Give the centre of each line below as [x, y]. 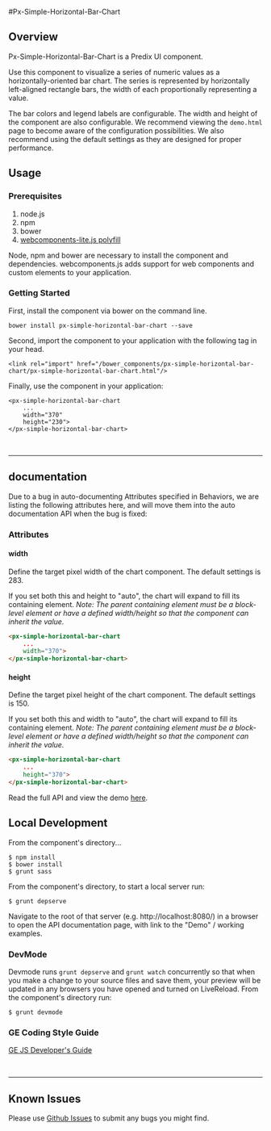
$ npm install [32, 857]
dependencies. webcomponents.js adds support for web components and [131, 264]
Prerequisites [35, 196]
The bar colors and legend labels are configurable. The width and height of [133, 113]
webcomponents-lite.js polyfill [70, 239]
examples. [25, 933]
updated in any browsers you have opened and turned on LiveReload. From [133, 989]
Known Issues [45, 1098]
